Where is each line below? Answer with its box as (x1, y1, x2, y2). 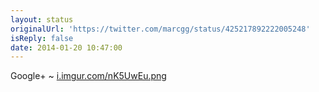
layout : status (10, 14, 74, 25)
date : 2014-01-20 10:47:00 (10, 42, 123, 53)
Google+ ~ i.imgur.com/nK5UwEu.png (10, 70, 167, 82)
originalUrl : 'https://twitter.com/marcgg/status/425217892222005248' (10, 24, 311, 34)
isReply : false (10, 33, 74, 43)
